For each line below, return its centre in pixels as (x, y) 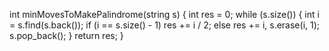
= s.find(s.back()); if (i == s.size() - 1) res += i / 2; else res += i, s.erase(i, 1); (165, 25)
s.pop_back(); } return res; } (66, 35)
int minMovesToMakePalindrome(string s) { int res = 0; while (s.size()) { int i (164, 14)
